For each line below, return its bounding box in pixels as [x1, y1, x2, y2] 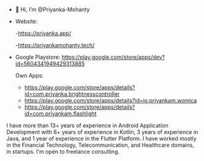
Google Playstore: [15, 53, 61, 61]
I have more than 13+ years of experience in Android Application [6, 122, 168, 129]
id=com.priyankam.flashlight [24, 110, 97, 117]
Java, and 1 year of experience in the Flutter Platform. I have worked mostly [6, 135, 197, 142]
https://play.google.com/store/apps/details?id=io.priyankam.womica [24, 97, 197, 104]
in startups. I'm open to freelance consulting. [6, 148, 120, 155]
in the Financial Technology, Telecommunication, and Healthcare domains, [6, 141, 194, 149]
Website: [15, 18, 38, 25]
